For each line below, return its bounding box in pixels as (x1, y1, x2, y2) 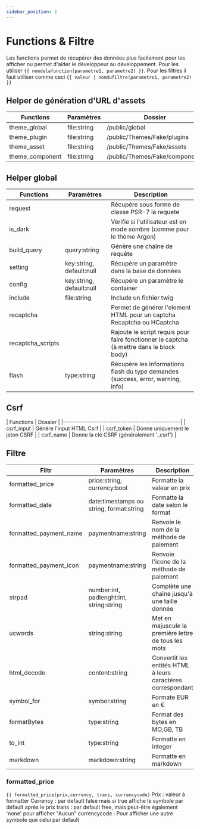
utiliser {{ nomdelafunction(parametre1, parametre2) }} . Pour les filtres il (6, 67, 186, 74)
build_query (9, 246, 42, 254)
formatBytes (9, 717, 44, 726)
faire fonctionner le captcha (111, 335, 189, 344)
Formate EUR (151, 693, 189, 701)
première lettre (151, 629, 193, 637)
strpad (9, 593, 28, 601)
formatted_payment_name (9, 529, 83, 537)
